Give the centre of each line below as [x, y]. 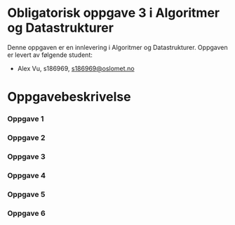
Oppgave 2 [26, 137]
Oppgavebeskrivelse [69, 97]
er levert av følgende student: [50, 55]
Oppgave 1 [26, 119]
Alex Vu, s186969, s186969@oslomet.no [76, 68]
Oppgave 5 [26, 194]
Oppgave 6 [26, 213]
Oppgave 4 [26, 175]
